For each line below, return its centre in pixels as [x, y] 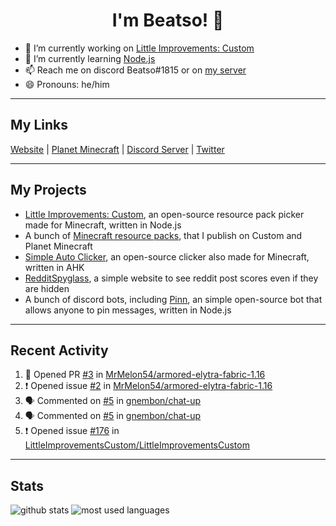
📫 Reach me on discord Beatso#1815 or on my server [135, 70]
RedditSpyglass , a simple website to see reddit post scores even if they [171, 278]
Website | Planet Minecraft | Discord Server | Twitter [117, 149]
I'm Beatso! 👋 [168, 20]
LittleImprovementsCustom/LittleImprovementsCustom [137, 445]
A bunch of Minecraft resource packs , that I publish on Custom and [163, 235]
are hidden [47, 288]
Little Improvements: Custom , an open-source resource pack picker [164, 214]
